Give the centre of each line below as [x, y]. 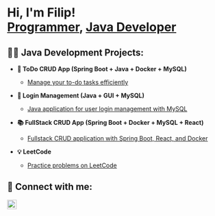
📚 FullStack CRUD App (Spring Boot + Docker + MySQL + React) [110, 122]
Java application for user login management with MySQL [107, 109]
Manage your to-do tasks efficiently [78, 82]
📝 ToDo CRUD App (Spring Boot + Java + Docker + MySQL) [102, 69]
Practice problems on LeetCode [72, 165]
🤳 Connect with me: [50, 187]
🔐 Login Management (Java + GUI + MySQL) [81, 95]
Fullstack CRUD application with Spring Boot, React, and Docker [117, 138]
